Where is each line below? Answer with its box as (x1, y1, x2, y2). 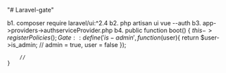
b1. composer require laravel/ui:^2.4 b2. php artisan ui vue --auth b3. (7, 19, 201, 27)
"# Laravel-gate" (7, 6, 54, 14)
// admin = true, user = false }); (38, 41, 127, 48)
